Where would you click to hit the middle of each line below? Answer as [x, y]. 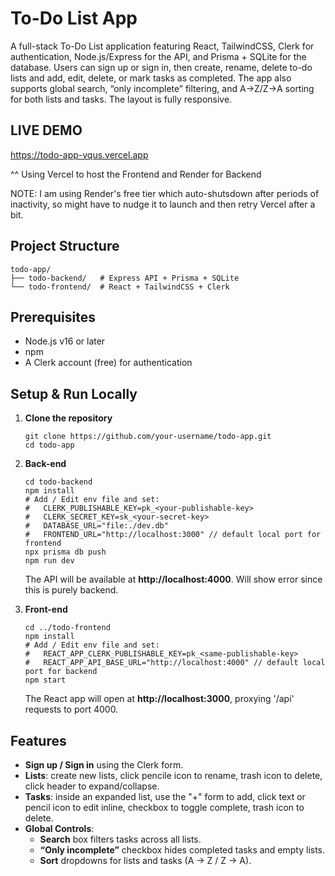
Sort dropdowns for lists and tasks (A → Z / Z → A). [145, 860]
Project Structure [65, 246]
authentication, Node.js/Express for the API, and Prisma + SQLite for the [158, 56]
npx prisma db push [65, 552]
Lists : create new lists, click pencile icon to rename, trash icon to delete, [173, 775]
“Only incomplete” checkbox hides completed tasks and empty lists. [182, 850]
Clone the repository [68, 418]
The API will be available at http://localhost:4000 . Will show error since [173, 579]
